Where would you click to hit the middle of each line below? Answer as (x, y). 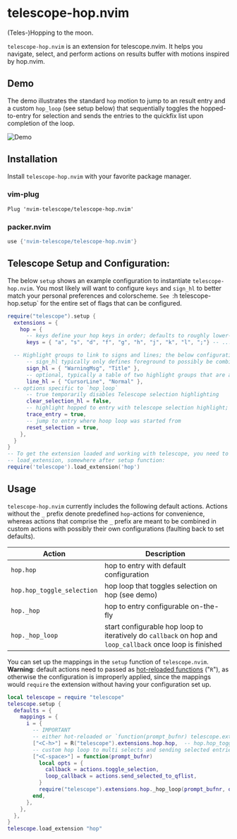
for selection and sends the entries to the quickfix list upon (118, 115)
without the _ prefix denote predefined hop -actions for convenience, (106, 514)
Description (165, 553)
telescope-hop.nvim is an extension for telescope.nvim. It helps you (105, 46)
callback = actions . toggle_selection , (102, 770)
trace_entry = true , (56, 415)
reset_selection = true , (62, 427)
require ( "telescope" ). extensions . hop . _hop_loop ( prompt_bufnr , (132, 789)
